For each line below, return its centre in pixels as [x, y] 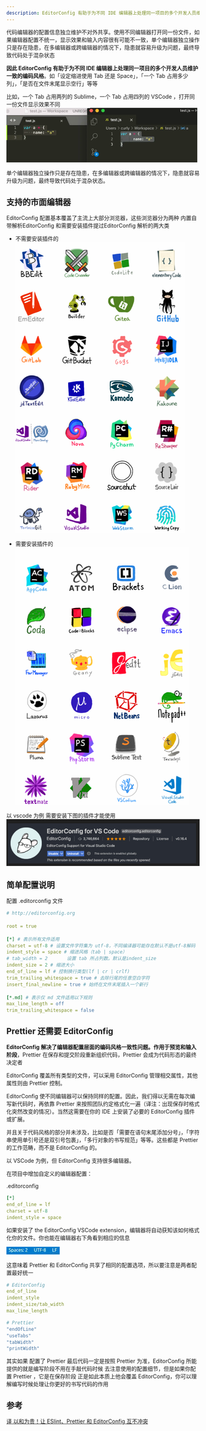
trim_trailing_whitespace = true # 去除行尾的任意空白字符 [78, 978]
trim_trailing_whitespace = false [51, 1010]
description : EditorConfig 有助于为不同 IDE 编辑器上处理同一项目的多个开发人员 [101, 13]
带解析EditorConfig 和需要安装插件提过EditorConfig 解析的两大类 [88, 226]
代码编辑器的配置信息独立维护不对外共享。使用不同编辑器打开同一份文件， [100, 32]
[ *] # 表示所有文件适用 [33, 939]
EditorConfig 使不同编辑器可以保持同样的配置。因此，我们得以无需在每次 [98, 1096]
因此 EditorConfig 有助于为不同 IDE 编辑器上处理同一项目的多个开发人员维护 [102, 68]
